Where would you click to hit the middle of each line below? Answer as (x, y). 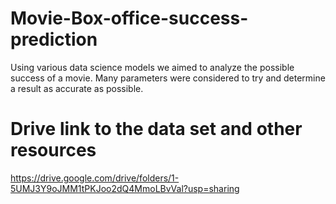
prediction (54, 39)
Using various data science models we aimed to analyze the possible (152, 67)
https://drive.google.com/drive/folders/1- (95, 178)
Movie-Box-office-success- (129, 18)
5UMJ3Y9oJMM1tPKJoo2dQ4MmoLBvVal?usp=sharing (125, 188)
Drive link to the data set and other (156, 129)
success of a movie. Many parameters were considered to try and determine (168, 78)
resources (53, 150)
